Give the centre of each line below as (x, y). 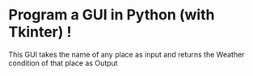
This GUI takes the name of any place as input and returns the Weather (126, 54)
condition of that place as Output (63, 63)
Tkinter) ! (40, 32)
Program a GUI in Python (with (112, 15)
